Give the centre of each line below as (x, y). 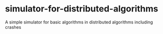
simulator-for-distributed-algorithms (82, 9)
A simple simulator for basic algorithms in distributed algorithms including (79, 22)
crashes (13, 27)
